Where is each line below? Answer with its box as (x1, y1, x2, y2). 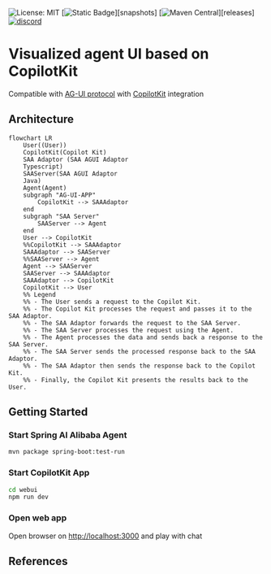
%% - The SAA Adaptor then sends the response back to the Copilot (23, 362, 256, 370)
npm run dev (8, 493, 49, 502)
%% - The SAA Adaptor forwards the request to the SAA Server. (23, 319, 242, 327)
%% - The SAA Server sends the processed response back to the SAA (23, 347, 256, 355)
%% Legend (23, 290, 57, 298)
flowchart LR (8, 134, 53, 142)
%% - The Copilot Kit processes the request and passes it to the (23, 305, 252, 313)
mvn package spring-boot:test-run (8, 448, 126, 456)
